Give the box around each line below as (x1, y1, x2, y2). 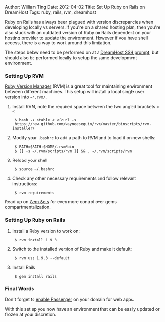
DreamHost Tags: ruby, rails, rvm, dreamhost (5, 9, 96, 15)
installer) (12, 126, 35, 131)
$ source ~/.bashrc (14, 167, 55, 172)
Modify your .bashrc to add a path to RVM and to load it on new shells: (12, 135, 156, 141)
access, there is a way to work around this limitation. (5, 40, 112, 46)
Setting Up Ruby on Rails (5, 217, 66, 224)
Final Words (5, 285, 34, 292)
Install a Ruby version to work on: (12, 228, 80, 234)
